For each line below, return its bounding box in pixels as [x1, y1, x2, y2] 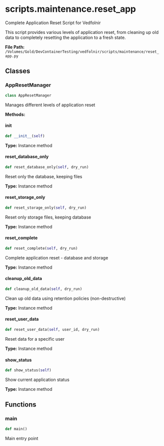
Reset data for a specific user [5, 336, 65, 342]
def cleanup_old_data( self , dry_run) [5, 287, 82, 291]
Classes [5, 67, 30, 75]
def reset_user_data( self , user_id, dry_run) [5, 327, 100, 332]
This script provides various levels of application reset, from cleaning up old [5, 29, 159, 35]
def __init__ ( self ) [5, 133, 45, 138]
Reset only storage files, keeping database [5, 214, 92, 220]
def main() [5, 426, 27, 431]
